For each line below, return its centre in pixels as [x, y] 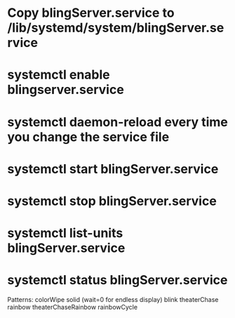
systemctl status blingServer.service [117, 280]
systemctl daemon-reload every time [117, 122]
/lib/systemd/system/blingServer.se [116, 28]
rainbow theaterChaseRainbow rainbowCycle [73, 307]
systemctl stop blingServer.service [112, 201]
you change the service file [88, 137]
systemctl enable [59, 75]
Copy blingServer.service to [91, 13]
